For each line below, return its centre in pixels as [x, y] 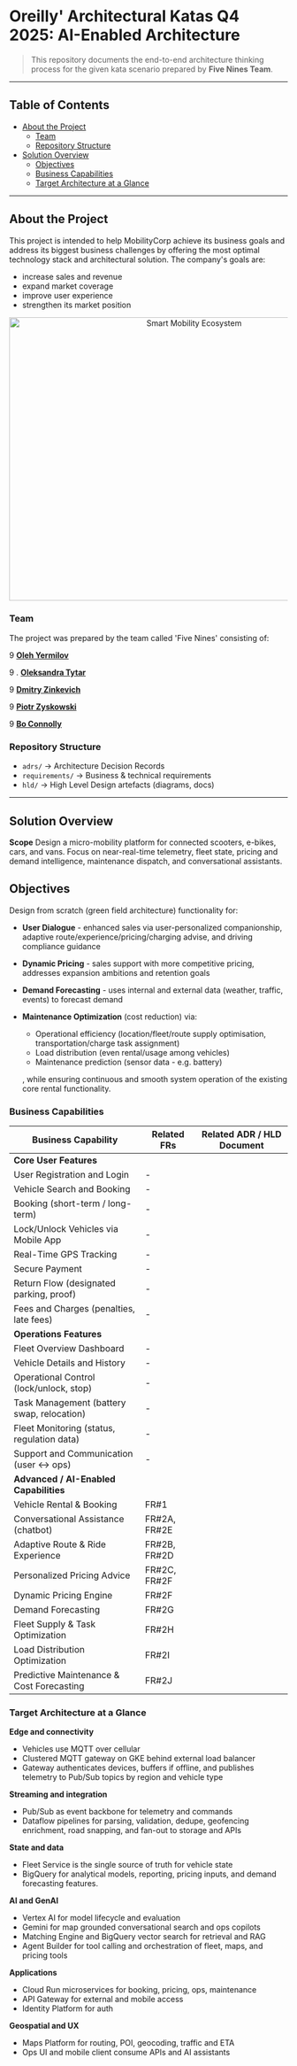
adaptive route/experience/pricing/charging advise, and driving [137, 937]
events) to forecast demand [72, 999]
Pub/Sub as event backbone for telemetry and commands [127, 1812]
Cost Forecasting [49, 1686]
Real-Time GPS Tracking [65, 1255]
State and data [37, 1847]
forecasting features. [60, 1884]
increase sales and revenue [72, 276]
